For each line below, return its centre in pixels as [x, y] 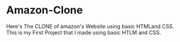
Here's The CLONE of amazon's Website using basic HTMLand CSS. [90, 26]
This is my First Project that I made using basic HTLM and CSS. [84, 32]
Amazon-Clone [45, 10]
